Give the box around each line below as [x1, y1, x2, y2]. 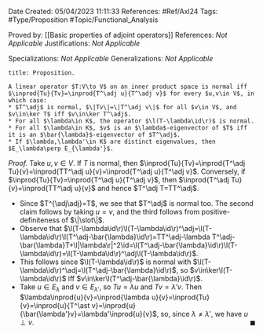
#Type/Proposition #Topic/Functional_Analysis [8, 15, 159, 24]
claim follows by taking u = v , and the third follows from [19, 207, 200, 216]
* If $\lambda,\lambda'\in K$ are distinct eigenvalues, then [8, 138, 216, 145]
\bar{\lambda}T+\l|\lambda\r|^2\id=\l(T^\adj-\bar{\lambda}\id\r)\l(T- [19, 240, 238, 250]
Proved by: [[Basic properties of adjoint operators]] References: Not [8, 31, 228, 39]
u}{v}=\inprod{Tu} [152, 292, 210, 302]
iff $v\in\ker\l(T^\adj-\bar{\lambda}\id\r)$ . [68, 274, 203, 283]
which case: [8, 97, 47, 105]
